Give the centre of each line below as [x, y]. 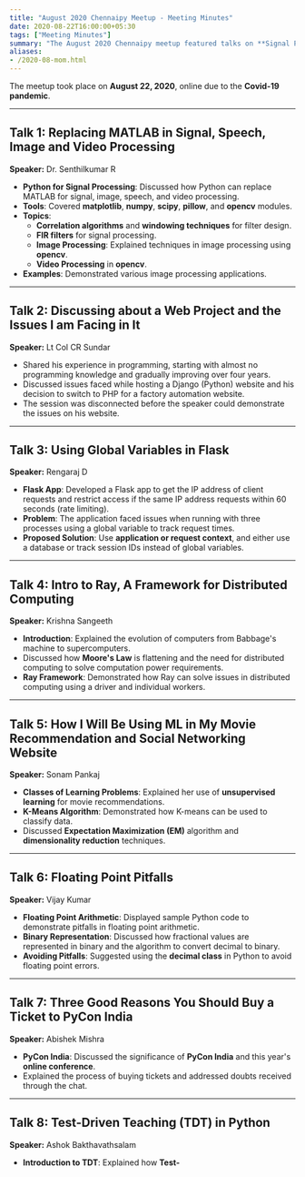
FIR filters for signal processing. [96, 235]
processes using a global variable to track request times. [128, 528]
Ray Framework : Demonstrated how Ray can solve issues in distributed [156, 677]
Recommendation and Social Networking [128, 738]
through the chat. [55, 1085]
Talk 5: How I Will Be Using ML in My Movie [133, 724]
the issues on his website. [71, 413]
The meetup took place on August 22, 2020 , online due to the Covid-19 [144, 86]
